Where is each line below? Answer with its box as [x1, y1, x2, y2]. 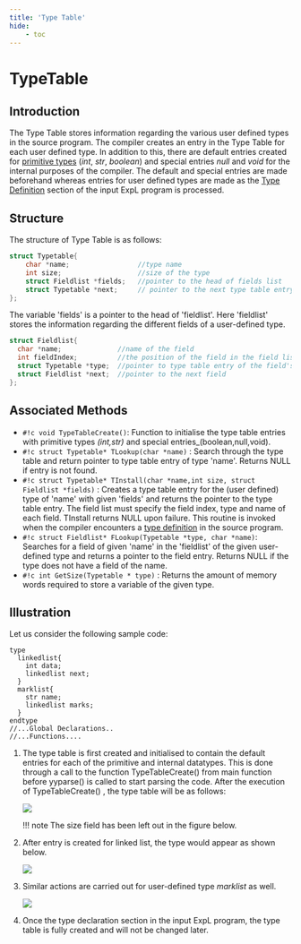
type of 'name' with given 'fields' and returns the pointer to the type [21, 493, 273, 504]
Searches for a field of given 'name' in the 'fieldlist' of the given [21, 541, 257, 552]
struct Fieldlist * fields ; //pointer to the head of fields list [25, 277, 282, 286]
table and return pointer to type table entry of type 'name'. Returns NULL [21, 455, 291, 466]
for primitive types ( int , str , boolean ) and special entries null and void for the [9, 156, 291, 167]
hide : [9, 21, 30, 30]
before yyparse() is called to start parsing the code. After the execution [21, 777, 285, 787]
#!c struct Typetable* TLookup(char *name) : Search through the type [21, 445, 284, 457]
